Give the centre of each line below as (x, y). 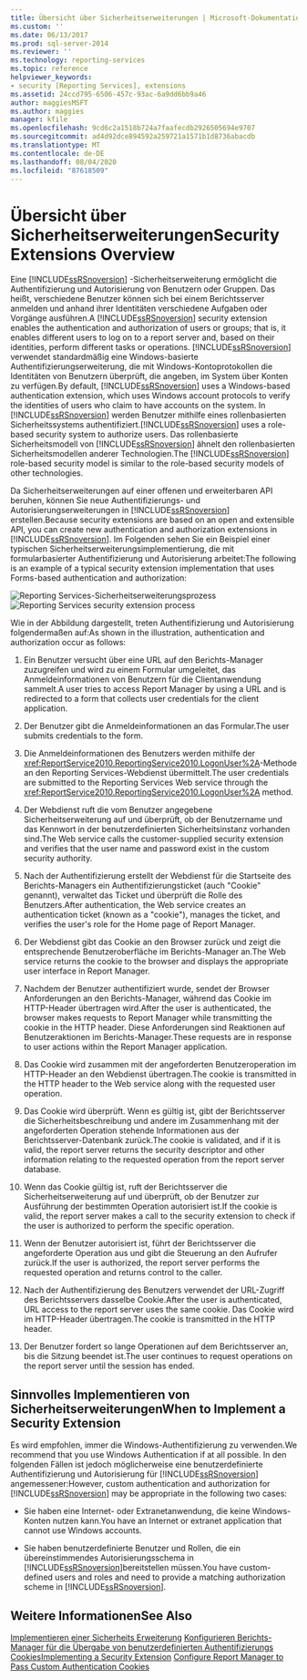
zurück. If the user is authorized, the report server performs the (142, 1263)
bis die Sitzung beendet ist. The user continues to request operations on (158, 1356)
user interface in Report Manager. (87, 971)
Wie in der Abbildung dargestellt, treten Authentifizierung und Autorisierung (152, 623)
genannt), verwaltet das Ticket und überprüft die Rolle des (133, 895)
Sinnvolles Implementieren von (100, 1394)
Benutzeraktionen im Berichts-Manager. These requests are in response (158, 1037)
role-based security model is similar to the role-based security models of (148, 464)
